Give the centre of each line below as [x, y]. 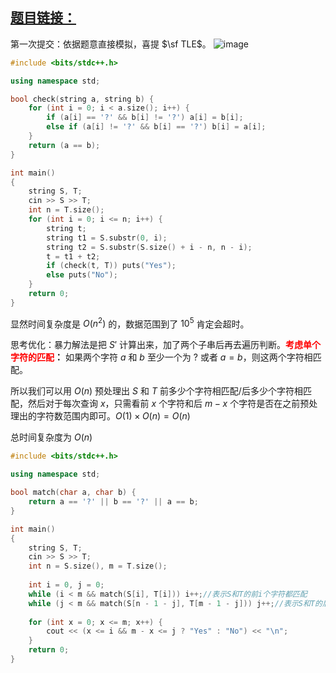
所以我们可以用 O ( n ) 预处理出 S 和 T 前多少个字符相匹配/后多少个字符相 [156, 391]
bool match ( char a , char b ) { [73, 493]
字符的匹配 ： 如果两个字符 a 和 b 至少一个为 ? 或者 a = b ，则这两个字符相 [161, 357]
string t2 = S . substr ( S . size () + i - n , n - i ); [149, 247]
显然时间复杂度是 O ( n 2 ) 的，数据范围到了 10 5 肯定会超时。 [130, 323]
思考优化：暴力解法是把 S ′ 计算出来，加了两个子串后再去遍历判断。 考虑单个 [165, 345]
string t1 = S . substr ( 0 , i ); [107, 238]
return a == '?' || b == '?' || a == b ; [113, 502]
